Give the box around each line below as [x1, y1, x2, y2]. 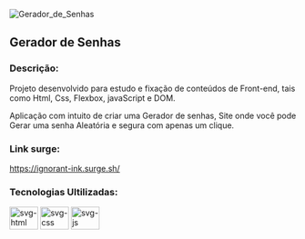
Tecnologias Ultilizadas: [9, 185, 118, 198]
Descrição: [9, 62, 59, 75]
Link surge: [9, 142, 61, 154]
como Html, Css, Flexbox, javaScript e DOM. [9, 92, 176, 104]
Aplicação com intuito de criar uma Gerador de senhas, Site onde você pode [9, 110, 297, 121]
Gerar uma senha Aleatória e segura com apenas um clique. [9, 119, 235, 131]
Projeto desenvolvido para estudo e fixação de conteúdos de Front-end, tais [9, 83, 296, 94]
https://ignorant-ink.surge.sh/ [9, 163, 120, 174]
